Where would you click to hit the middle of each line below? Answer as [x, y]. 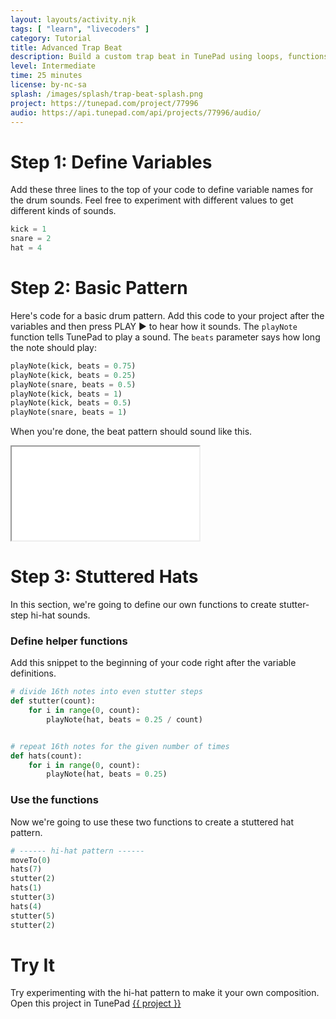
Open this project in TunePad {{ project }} [96, 1003]
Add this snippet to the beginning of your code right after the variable [153, 663]
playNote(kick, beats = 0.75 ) [73, 366]
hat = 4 [26, 248]
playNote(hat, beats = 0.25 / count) [124, 719]
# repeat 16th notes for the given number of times [120, 746]
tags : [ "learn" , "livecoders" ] [80, 29]
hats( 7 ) [26, 869]
